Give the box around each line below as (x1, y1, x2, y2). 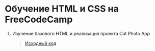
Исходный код (24, 40, 57, 46)
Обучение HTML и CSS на (5, 3, 119, 15)
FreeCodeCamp (5, 14, 73, 25)
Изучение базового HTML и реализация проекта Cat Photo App (12, 30, 150, 36)
